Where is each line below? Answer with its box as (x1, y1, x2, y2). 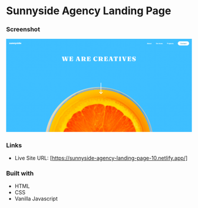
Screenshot (6, 25, 40, 34)
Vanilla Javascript (14, 195, 58, 202)
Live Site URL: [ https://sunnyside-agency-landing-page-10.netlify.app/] (14, 155, 188, 162)
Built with (6, 169, 34, 177)
